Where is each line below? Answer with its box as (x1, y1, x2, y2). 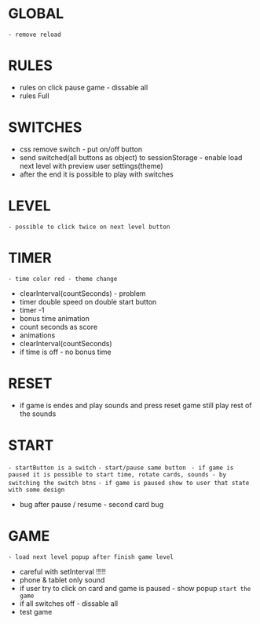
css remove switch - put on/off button (19, 144, 143, 154)
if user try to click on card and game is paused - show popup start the (19, 583, 251, 593)
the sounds (19, 409, 57, 418)
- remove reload (8, 31, 61, 38)
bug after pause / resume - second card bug (19, 499, 164, 509)
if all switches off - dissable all (19, 598, 119, 608)
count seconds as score (19, 322, 98, 331)
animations (19, 330, 56, 340)
